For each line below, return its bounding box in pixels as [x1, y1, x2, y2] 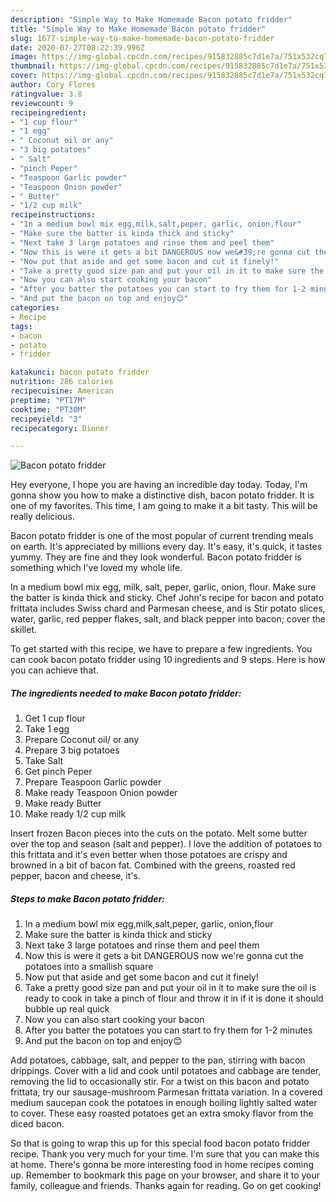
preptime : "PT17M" [10, 395, 87, 405]
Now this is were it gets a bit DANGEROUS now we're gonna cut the [24, 950, 304, 962]
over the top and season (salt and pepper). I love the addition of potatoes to [10, 838, 323, 850]
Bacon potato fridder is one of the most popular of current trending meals [10, 530, 314, 542]
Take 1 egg [24, 723, 70, 735]
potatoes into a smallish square [24, 961, 154, 973]
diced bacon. [10, 1118, 65, 1130]
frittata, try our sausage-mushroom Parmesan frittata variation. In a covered [10, 1086, 323, 1098]
